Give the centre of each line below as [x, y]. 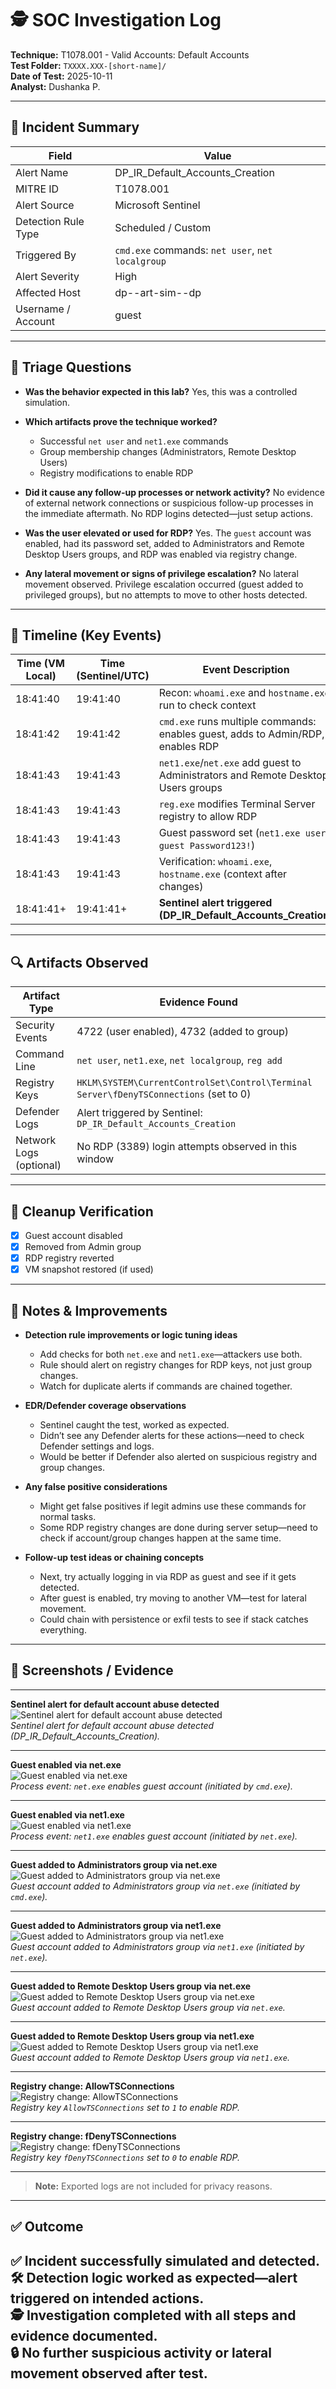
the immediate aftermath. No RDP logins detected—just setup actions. [168, 513]
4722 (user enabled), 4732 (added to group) [183, 1032]
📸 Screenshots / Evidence [92, 1670]
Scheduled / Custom [163, 227]
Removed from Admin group [83, 1247]
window [95, 1159]
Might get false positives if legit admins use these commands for [173, 1506]
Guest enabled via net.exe [66, 1764]
